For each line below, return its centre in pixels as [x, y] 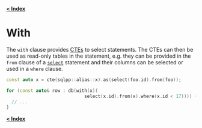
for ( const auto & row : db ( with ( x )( [52, 90]
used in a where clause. [35, 69]
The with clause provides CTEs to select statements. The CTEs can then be [100, 49]
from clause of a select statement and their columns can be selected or [95, 62]
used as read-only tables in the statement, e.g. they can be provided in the [99, 56]
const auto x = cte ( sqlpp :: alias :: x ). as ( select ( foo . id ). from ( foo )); [94, 80]
